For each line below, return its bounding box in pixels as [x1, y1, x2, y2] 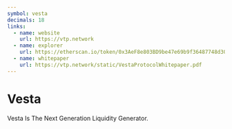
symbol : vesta [7, 10, 48, 17]
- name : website [13, 29, 60, 37]
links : [7, 23, 26, 30]
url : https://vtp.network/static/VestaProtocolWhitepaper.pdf [19, 61, 202, 68]
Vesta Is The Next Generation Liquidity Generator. [7, 114, 148, 122]
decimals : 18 [7, 17, 45, 23]
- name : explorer [13, 42, 64, 49]
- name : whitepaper [13, 55, 70, 62]
